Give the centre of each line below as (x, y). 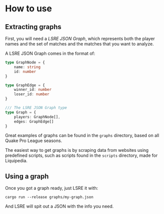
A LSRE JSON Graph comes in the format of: (50, 53)
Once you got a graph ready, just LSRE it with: (52, 188)
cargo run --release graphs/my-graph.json (49, 197)
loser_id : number (32, 94)
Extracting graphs (33, 27)
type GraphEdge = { (25, 85)
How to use (29, 9)
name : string (27, 67)
